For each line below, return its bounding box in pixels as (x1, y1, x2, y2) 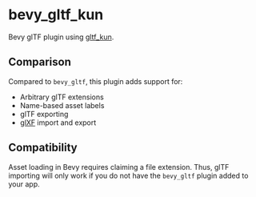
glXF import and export (19, 118, 97, 127)
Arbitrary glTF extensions (19, 92, 104, 102)
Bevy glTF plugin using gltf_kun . (8, 32, 114, 42)
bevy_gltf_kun (8, 6, 104, 24)
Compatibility (8, 141, 78, 155)
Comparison (8, 55, 72, 69)
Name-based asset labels (19, 100, 105, 110)
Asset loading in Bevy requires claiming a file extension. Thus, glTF (8, 162, 230, 171)
